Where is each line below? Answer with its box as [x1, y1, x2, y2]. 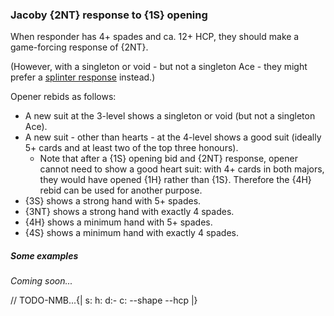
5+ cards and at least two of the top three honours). [24, 142, 239, 154]
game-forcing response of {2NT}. [10, 41, 149, 53]
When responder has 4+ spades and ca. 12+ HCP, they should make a [10, 31, 300, 43]
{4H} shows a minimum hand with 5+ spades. [24, 216, 213, 228]
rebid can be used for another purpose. [39, 184, 203, 197]
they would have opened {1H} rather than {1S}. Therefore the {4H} [39, 174, 312, 186]
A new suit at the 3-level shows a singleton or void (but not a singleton [24, 110, 316, 122]
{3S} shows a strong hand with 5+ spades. [24, 195, 202, 207]
